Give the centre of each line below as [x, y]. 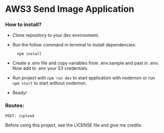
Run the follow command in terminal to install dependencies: [74, 45]
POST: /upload [20, 116]
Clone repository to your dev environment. [56, 35]
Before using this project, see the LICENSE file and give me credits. [74, 125]
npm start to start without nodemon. [49, 83]
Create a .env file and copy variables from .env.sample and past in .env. [85, 63]
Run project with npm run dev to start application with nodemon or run [84, 78]
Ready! [20, 93]
